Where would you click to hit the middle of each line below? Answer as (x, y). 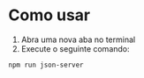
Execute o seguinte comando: (75, 48)
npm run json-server (46, 65)
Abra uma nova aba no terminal (78, 39)
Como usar (49, 15)
